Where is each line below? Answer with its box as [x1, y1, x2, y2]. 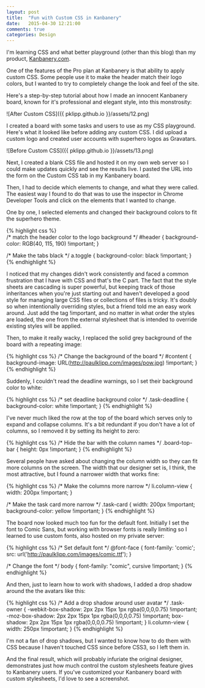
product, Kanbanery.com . [6, 55, 71, 62]
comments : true [6, 26, 45, 32]
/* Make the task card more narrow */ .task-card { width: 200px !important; [6, 501, 196, 508]
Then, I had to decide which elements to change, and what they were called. [6, 184, 199, 191]
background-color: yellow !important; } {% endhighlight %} [6, 507, 155, 515]
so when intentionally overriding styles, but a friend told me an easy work [6, 303, 192, 310]
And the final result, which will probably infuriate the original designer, [6, 656, 183, 663]
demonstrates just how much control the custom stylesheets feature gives [6, 662, 194, 670]
